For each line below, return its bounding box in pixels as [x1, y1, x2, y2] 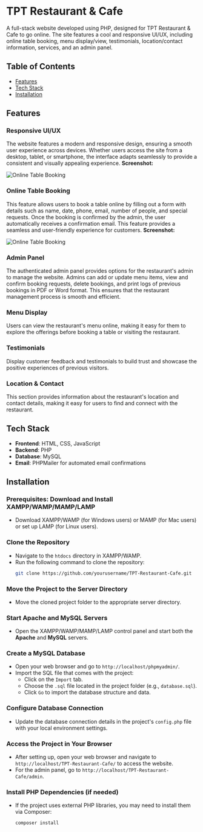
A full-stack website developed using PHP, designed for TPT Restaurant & [6, 24, 191, 32]
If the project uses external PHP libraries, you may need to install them [15, 802, 191, 809]
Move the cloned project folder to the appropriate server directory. [15, 598, 182, 606]
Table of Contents [6, 61, 76, 72]
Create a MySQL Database [6, 649, 86, 658]
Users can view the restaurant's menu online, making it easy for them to [6, 322, 186, 329]
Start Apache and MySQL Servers [6, 614, 108, 622]
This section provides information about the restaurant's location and [6, 393, 179, 400]
